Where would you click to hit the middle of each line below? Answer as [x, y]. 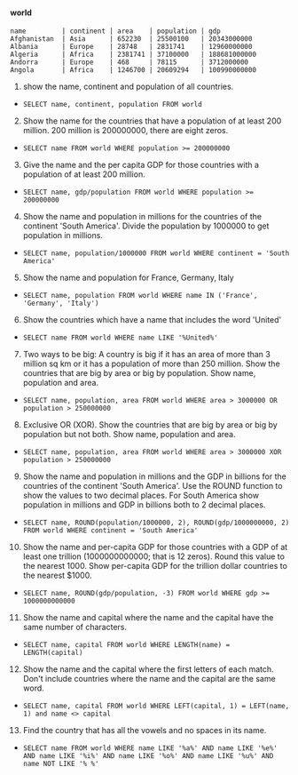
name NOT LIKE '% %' [61, 764]
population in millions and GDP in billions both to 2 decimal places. [144, 505]
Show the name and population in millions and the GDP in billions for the [154, 476]
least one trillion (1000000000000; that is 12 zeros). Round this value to [153, 556]
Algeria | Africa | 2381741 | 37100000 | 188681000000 [133, 55]
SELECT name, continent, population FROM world [112, 105]
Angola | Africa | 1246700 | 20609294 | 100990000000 [133, 70]
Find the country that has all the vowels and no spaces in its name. [145, 731]
